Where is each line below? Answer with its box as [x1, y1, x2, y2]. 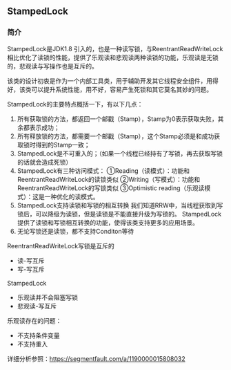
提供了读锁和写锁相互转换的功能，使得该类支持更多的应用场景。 [17, 218, 199, 227]
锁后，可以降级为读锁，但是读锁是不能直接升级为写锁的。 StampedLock [17, 210, 222, 218]
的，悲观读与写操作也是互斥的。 [7, 62, 98, 70]
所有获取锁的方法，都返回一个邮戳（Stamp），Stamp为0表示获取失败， [17, 114, 219, 123]
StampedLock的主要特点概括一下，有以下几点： [7, 100, 143, 108]
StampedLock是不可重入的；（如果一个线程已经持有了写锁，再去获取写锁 [17, 149, 223, 158]
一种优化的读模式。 [44, 192, 99, 201]
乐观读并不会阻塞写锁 [17, 293, 78, 302]
